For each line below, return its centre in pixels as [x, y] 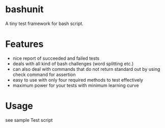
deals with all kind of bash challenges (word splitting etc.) [73, 63]
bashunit [24, 9]
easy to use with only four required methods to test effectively [78, 80]
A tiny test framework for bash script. [45, 23]
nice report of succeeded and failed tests [56, 58]
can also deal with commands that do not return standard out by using [86, 69]
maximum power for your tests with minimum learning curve [76, 85]
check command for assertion [44, 74]
